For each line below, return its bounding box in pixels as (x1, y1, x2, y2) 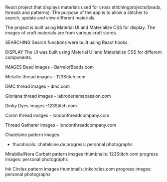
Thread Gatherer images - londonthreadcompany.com (5, 122, 116, 128)
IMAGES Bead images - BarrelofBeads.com (5, 64, 94, 70)
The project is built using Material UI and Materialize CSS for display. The (5, 24, 156, 30)
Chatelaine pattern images (5, 132, 60, 138)
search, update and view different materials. (5, 15, 96, 20)
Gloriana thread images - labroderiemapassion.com (5, 93, 111, 99)
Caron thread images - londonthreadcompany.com (5, 112, 110, 118)
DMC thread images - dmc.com (5, 83, 70, 89)
